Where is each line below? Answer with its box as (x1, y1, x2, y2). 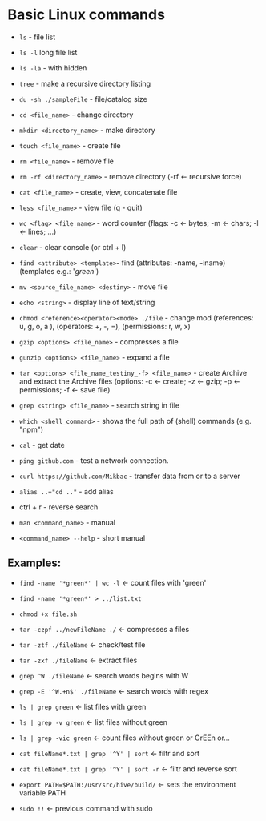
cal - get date (18, 440, 65, 449)
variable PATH (18, 787, 66, 798)
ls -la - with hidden (18, 62, 87, 73)
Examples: (7, 557, 62, 570)
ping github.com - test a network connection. (18, 455, 169, 465)
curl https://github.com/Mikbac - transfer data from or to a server (18, 471, 241, 481)
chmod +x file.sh (18, 610, 78, 618)
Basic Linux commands (7, 6, 166, 24)
